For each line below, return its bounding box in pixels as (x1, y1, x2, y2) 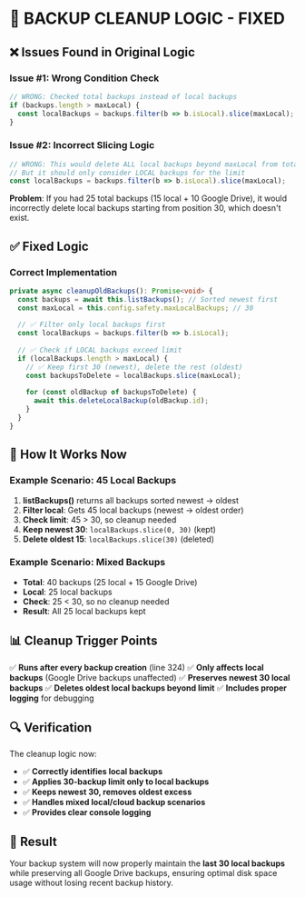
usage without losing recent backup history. (9, 877, 174, 889)
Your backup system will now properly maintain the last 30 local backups (9, 858, 286, 869)
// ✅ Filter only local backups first (17, 320, 166, 330)
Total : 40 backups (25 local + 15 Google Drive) (22, 576, 198, 587)
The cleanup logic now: (9, 749, 97, 760)
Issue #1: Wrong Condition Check (9, 72, 160, 85)
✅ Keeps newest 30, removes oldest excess (22, 786, 192, 798)
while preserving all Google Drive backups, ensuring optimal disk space (9, 868, 278, 879)
